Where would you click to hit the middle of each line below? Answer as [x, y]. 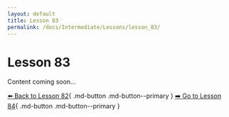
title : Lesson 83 [33, 21]
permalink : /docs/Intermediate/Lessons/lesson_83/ [84, 27]
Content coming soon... [42, 82]
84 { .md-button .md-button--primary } [64, 106]
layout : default [31, 14]
